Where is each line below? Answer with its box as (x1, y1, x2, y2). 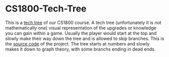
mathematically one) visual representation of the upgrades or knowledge (5, 24, 156, 30)
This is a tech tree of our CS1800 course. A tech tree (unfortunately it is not (5, 19, 161, 25)
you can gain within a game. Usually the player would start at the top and (5, 30, 157, 36)
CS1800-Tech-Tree (5, 3, 87, 14)
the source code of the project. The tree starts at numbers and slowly (5, 40, 150, 46)
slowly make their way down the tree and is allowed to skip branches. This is (5, 35, 164, 41)
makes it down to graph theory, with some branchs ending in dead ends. (5, 46, 156, 52)
